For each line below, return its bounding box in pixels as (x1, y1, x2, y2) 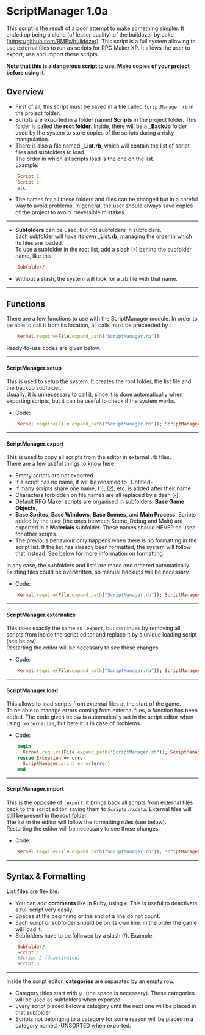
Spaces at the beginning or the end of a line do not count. (15, 912, 160, 919)
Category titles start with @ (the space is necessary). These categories (15, 990, 195, 997)
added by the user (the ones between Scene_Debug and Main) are (15, 517, 183, 525)
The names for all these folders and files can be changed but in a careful (15, 196, 198, 203)
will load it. (15, 925, 43, 933)
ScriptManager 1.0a (6, 4, 109, 18)
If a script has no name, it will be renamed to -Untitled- (15, 479, 153, 486)
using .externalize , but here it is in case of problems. (6, 720, 142, 727)
